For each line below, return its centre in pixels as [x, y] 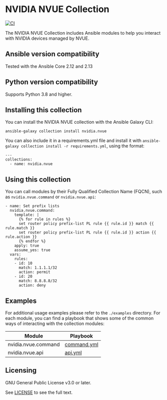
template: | [27, 215]
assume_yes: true [32, 250]
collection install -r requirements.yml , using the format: [83, 146]
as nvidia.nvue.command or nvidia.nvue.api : [51, 197]
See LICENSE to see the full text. [39, 392]
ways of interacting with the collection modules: [55, 324]
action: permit [34, 272]
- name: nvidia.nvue [31, 164]
